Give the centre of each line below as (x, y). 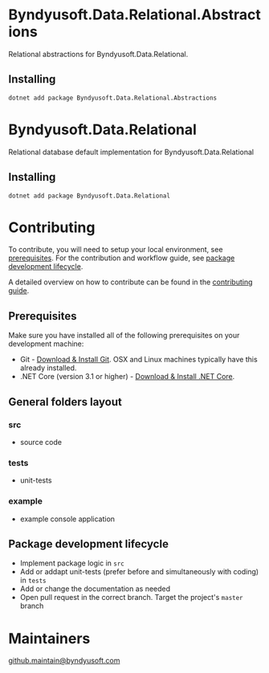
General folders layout (65, 402)
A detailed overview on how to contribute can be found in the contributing (130, 282)
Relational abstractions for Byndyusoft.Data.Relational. (98, 54)
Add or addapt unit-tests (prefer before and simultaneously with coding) (139, 572)
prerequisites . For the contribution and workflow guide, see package (122, 258)
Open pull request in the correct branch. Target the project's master (131, 598)
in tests (33, 581)
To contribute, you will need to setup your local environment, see (116, 250)
